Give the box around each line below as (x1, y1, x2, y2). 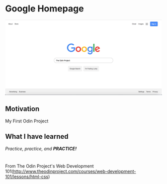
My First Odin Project (5, 118, 49, 124)
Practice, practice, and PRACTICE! (5, 145, 77, 152)
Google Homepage (5, 3, 84, 14)
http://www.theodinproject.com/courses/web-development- (13, 168, 136, 174)
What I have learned (5, 132, 69, 141)
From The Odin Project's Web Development (5, 163, 94, 169)
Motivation (5, 105, 40, 113)
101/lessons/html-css (5, 174, 49, 180)
